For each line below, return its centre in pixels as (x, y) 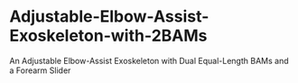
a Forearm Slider (40, 70)
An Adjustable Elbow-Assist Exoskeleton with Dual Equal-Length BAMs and (149, 60)
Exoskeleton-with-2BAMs (108, 36)
